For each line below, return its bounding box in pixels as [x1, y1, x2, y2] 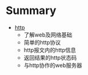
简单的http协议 [23, 38, 61, 46]
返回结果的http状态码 [23, 54, 77, 61]
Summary [5, 4, 56, 18]
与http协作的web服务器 [23, 62, 82, 69]
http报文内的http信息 [23, 46, 76, 54]
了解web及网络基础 [23, 31, 73, 38]
